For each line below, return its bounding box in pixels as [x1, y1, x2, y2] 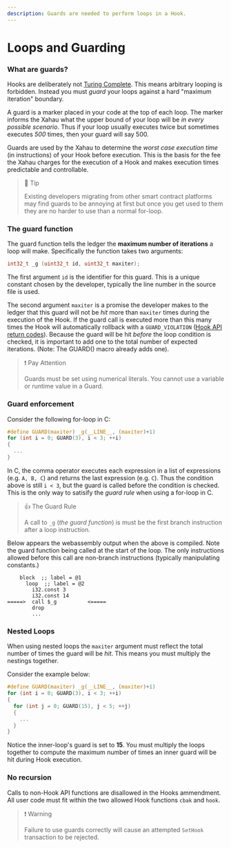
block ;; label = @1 [19, 574, 81, 581]
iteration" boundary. [7, 95, 64, 103]
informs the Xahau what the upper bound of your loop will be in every [7, 115, 205, 124]
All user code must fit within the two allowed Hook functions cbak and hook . [7, 796, 221, 804]
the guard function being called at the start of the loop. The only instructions [7, 546, 224, 554]
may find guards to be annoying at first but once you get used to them [23, 199, 223, 208]
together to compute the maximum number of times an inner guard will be [7, 748, 217, 756]
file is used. [7, 288, 40, 296]
